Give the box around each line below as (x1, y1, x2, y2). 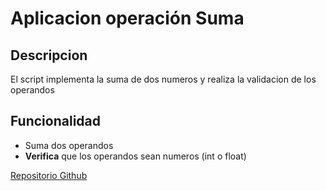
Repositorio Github (10, 169, 88, 181)
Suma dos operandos (24, 139, 114, 151)
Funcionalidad (10, 113, 102, 130)
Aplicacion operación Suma (10, 7, 245, 30)
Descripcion (10, 47, 88, 64)
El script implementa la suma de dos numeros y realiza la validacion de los (10, 73, 317, 85)
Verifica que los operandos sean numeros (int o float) (24, 150, 247, 162)
